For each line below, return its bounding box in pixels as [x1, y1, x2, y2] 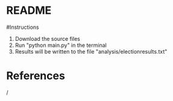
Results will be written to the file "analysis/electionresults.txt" [14, 47, 168, 55]
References [6, 69, 65, 83]
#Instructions [6, 23, 39, 31]
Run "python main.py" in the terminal [14, 41, 107, 49]
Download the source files [14, 35, 80, 42]
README [6, 4, 52, 17]
